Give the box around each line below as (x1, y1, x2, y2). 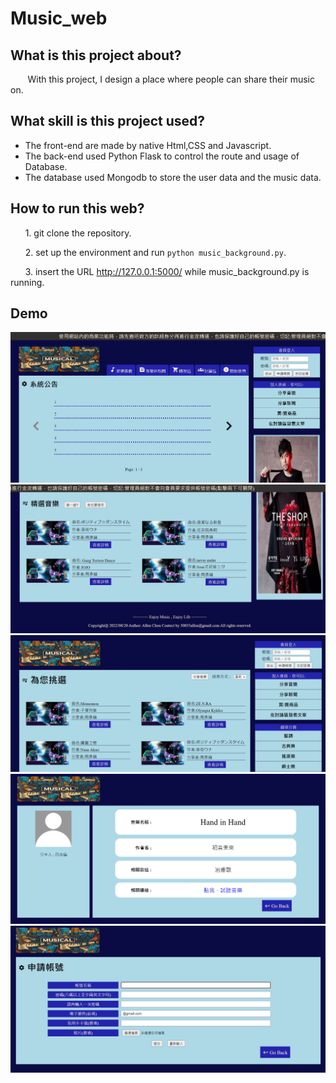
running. (10, 276, 45, 288)
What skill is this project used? (10, 113, 206, 130)
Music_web (10, 7, 108, 30)
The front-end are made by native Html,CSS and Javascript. (24, 139, 272, 151)
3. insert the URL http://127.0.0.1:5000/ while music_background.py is (24, 265, 310, 277)
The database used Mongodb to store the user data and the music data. (24, 171, 322, 183)
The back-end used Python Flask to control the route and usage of (24, 150, 300, 162)
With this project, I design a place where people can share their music (27, 73, 315, 85)
